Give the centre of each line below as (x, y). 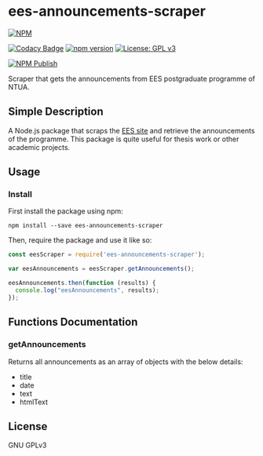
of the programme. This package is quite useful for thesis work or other (124, 139)
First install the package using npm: (66, 211)
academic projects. (39, 147)
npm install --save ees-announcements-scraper (86, 226)
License (28, 426)
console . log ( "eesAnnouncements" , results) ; (87, 290)
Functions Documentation (73, 322)
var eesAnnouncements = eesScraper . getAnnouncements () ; (101, 269)
